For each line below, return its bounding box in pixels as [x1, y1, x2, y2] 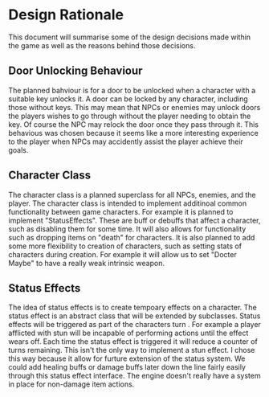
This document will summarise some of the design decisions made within [8, 32, 251, 42]
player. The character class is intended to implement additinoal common [8, 198, 247, 208]
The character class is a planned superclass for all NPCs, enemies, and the [8, 190, 256, 199]
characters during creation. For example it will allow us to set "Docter [8, 249, 237, 259]
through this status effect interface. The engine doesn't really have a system [8, 371, 261, 381]
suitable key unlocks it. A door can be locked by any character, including [8, 94, 249, 104]
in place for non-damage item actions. [8, 379, 135, 389]
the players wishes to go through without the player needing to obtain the [8, 111, 251, 121]
